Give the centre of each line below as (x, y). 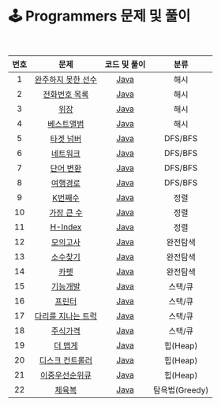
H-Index (66, 227)
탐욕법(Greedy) (181, 389)
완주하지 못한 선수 (66, 80)
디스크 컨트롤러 (66, 360)
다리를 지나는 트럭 (66, 316)
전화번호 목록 (66, 94)
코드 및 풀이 (125, 64)
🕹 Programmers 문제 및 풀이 (99, 16)
